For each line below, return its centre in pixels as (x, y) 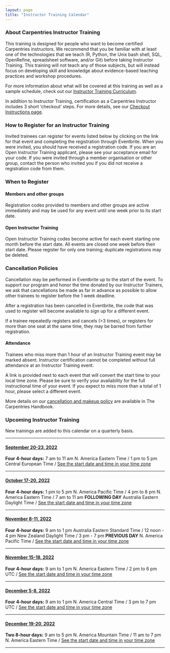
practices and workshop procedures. (44, 76)
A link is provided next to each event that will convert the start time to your (83, 375)
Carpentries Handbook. (30, 406)
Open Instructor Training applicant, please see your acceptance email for (81, 153)
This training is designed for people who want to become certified (74, 43)
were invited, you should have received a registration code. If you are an (80, 147)
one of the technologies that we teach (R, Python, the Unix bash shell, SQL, (84, 54)
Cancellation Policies (32, 269)
